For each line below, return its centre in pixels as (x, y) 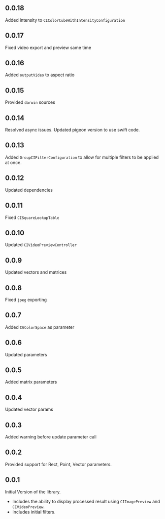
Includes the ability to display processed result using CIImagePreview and (86, 501)
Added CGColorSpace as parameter (40, 327)
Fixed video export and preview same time (48, 47)
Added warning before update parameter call (51, 437)
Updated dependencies (29, 190)
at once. (14, 162)
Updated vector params (29, 409)
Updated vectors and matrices (36, 272)
